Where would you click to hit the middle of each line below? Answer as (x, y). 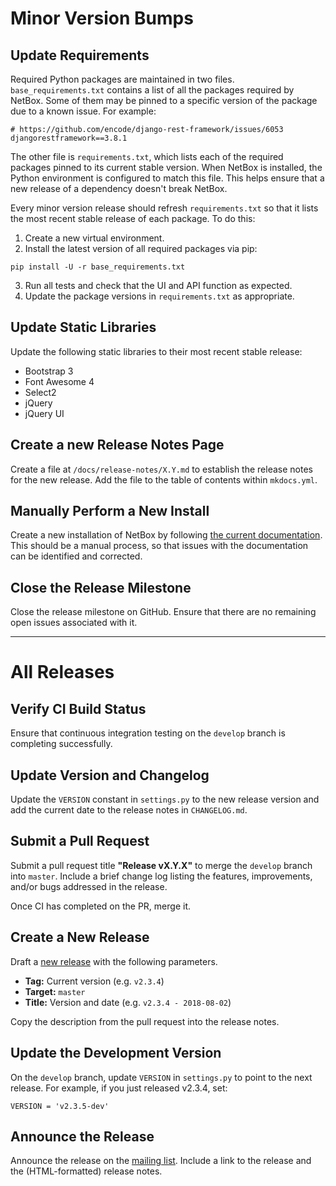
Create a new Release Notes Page (117, 445)
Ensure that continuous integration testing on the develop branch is (148, 733)
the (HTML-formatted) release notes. (86, 1171)
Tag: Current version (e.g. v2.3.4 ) (94, 981)
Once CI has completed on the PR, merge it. (100, 906)
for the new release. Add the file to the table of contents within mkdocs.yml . (164, 479)
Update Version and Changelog (110, 775)
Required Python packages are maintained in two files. (122, 79)
